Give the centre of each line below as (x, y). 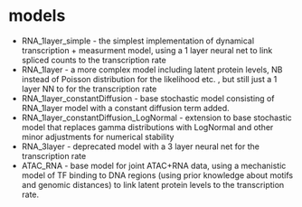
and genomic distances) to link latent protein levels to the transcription (153, 184)
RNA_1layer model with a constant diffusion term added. (125, 108)
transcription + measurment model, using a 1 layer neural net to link (147, 50)
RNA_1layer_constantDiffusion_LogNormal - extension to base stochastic (157, 118)
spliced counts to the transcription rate (94, 60)
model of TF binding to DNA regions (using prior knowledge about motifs (157, 175)
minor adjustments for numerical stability (98, 136)
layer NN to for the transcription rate (89, 89)
